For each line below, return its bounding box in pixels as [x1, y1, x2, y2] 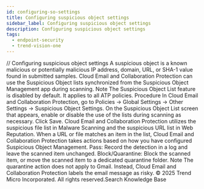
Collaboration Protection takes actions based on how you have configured [6, 137, 192, 144]
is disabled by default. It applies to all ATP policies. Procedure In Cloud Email [6, 92, 199, 99]
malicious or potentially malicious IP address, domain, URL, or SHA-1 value [6, 66, 193, 73]
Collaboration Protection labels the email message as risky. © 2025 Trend [6, 169, 192, 176]
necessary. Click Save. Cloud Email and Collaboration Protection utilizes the [6, 117, 197, 125]
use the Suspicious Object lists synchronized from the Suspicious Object [6, 78, 189, 86]
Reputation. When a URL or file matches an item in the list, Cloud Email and [6, 130, 194, 137]
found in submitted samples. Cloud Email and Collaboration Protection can [6, 72, 193, 80]
